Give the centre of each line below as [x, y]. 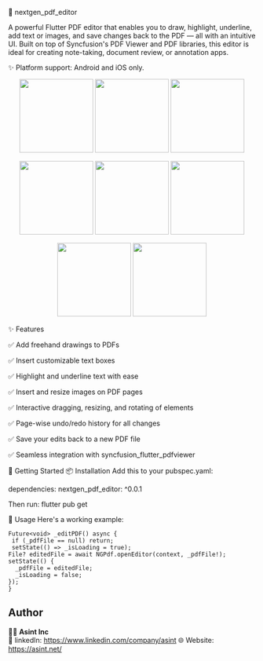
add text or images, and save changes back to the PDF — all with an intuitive [132, 36]
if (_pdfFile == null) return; [62, 541]
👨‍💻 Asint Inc [29, 631]
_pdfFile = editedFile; [54, 568]
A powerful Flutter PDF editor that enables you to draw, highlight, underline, [130, 27]
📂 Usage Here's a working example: [66, 519]
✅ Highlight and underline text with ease [73, 376]
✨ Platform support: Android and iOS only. [76, 68]
